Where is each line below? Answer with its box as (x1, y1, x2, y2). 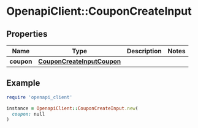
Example (6, 78, 40, 88)
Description (126, 47, 162, 55)
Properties (6, 29, 48, 39)
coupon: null (12, 111, 45, 117)
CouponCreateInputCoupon (38, 57, 121, 66)
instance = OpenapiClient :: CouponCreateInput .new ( (6, 105, 139, 111)
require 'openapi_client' (6, 94, 72, 100)
